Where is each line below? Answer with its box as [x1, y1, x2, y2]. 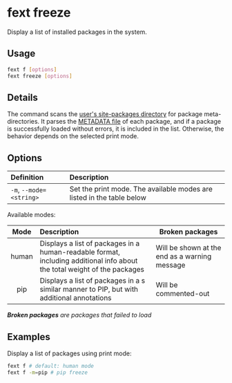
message [155, 261, 186, 270]
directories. [7, 118, 40, 126]
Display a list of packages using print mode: [7, 349, 132, 357]
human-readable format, [39, 247, 121, 257]
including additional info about [39, 256, 138, 265]
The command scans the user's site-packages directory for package [7, 110, 203, 118]
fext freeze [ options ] [7, 73, 72, 80]
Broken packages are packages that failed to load [7, 311, 152, 319]
